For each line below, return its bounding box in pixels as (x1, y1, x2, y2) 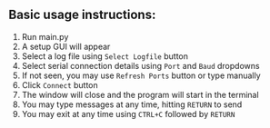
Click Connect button (21, 79, 99, 90)
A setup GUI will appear (21, 41, 111, 52)
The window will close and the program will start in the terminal (21, 89, 260, 100)
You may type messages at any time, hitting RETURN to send (21, 99, 243, 110)
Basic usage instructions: (8, 7, 156, 23)
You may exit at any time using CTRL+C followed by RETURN (21, 108, 235, 119)
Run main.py (21, 31, 69, 42)
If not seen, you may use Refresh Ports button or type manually (21, 70, 261, 81)
